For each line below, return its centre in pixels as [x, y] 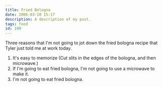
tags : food [17, 24]
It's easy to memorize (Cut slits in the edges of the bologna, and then [84, 58]
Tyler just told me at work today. [38, 48]
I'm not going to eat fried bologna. [48, 79]
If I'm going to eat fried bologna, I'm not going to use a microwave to [84, 69]
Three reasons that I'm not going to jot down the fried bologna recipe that [81, 43]
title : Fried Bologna [28, 10]
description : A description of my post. [48, 19]
